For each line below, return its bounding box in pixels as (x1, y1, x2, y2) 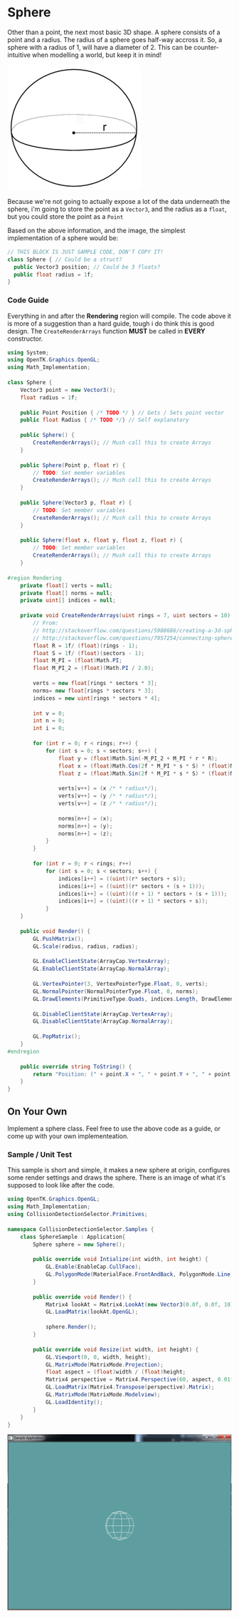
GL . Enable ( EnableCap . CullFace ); (45, 1263, 142, 1271)
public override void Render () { (33, 1293, 132, 1301)
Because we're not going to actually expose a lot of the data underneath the (7, 197, 230, 205)
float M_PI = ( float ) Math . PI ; (33, 657, 122, 664)
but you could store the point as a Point (7, 212, 124, 221)
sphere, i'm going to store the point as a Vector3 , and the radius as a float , (7, 205, 227, 213)
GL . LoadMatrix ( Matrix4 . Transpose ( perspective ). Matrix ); (45, 1383, 215, 1391)
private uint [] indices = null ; (20, 597, 116, 604)
